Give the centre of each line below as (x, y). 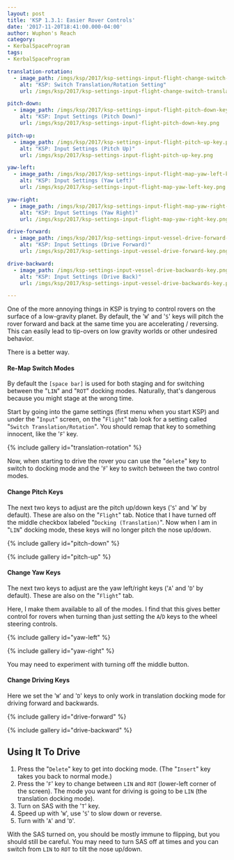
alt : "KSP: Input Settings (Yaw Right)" (79, 213)
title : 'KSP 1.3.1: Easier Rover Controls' (71, 20)
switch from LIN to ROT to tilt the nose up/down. (75, 849)
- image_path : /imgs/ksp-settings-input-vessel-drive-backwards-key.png (121, 270)
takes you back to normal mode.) (65, 776)
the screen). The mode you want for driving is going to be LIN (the (112, 791)
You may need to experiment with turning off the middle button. (98, 664)
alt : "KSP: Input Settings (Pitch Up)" (78, 148)
